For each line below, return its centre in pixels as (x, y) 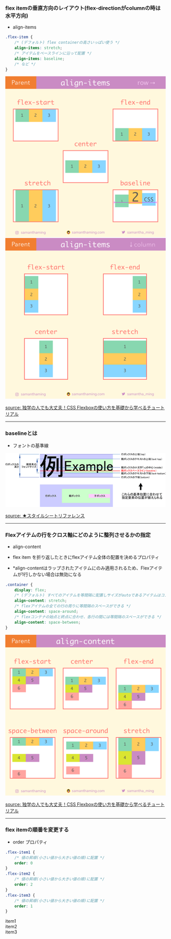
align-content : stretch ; (41, 601)
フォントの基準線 (31, 446)
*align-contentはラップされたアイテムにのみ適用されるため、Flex (81, 568)
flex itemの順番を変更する (37, 830)
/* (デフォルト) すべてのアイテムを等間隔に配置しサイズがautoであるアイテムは (88, 596)
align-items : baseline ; (40, 59)
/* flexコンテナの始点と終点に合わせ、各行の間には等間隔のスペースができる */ (88, 617)
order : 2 (24, 885)
